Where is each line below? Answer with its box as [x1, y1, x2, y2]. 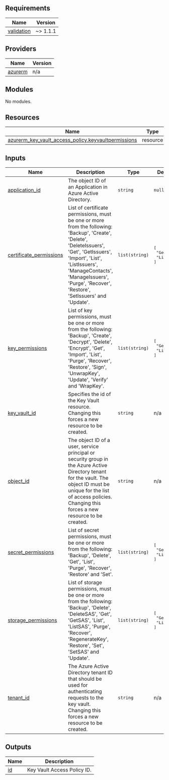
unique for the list [67, 487, 110, 494]
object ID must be [67, 481, 110, 488]
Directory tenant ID [67, 669, 113, 676]
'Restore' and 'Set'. [67, 571, 113, 578]
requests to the [67, 694, 104, 701]
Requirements [5, 4, 50, 13]
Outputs [5, 743, 32, 751]
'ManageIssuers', [67, 274, 109, 281]
